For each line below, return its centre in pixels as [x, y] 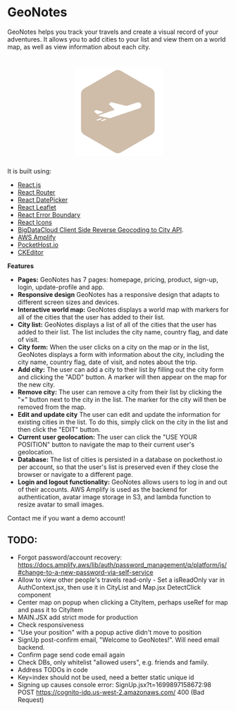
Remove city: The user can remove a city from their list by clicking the [120, 391]
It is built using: [29, 171]
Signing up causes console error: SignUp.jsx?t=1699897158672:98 [114, 684]
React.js [29, 185]
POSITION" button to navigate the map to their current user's [106, 444]
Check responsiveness [51, 624]
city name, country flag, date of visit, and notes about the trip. [107, 362]
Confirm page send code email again [71, 655]
